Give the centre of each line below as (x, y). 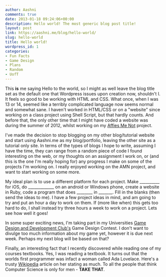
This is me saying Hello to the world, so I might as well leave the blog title (80, 88)
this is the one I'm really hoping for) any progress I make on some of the (79, 161)
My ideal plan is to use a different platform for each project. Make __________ (83, 181)
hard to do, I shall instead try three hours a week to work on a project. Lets (81, 208)
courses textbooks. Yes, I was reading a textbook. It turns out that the (76, 253)
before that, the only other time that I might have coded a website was (77, 120)
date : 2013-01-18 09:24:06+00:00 (40, 19)
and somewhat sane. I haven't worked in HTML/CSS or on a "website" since (83, 109)
